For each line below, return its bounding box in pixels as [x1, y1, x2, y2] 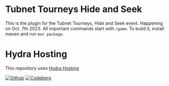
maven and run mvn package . [5, 31, 64, 37]
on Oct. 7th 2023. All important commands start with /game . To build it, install [5, 25, 164, 31]
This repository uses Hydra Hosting [5, 65, 79, 71]
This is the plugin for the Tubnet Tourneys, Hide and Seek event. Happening [5, 20, 163, 26]
